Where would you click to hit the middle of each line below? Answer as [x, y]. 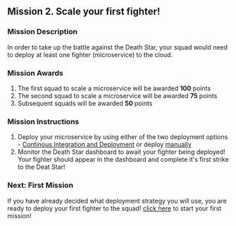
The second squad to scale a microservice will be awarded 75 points [117, 95]
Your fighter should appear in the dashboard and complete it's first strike [123, 160]
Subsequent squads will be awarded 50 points [85, 103]
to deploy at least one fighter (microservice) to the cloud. [90, 54]
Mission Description [42, 32]
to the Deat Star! [41, 167]
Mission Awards [35, 73]
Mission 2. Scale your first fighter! [84, 12]
